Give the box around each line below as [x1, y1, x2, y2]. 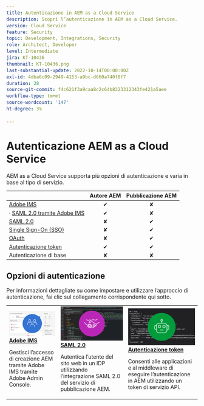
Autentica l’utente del [60, 353, 114, 360]
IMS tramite [8, 368, 38, 376]
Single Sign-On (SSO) [8, 226, 65, 234]
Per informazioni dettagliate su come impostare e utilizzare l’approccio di [6, 287, 189, 294]
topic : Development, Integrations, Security [6, 35, 121, 42]
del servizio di [60, 379, 96, 387]
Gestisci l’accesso [8, 349, 54, 356]
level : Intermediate [6, 49, 59, 55]
